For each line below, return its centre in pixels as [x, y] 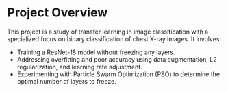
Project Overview [58, 13]
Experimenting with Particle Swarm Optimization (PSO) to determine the [118, 74]
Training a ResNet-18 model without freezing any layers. [96, 52]
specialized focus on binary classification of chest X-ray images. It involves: [114, 38]
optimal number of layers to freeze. [66, 81]
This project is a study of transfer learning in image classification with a [108, 32]
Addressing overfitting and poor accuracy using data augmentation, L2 [117, 59]
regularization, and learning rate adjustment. [79, 67]
